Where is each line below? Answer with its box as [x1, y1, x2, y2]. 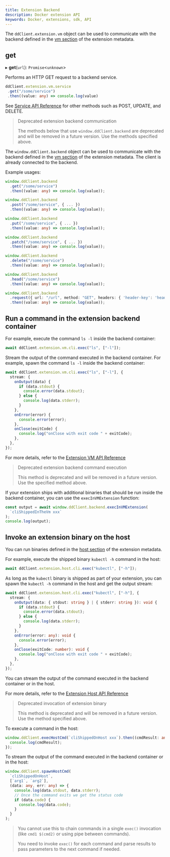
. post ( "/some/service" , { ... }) [10, 202, 80, 207]
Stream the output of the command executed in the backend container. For [5, 354, 161, 361]
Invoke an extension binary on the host [5, 533, 131, 542]
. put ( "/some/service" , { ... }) [10, 220, 78, 226]
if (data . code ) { [14, 797, 51, 803]
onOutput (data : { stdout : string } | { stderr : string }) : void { [14, 600, 157, 605]
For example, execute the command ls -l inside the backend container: [5, 336, 156, 341]
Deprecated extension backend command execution [17, 464, 127, 470]
